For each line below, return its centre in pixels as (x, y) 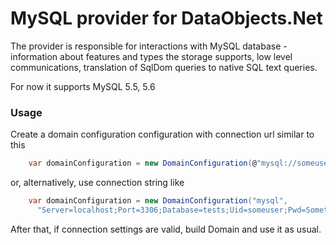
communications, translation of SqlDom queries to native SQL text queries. (164, 67)
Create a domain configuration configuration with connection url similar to (162, 134)
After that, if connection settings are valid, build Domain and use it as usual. (166, 229)
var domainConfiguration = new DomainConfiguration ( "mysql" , (158, 201)
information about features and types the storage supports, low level (151, 56)
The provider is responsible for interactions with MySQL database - (149, 46)
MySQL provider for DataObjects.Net (166, 18)
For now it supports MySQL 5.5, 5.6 (83, 86)
